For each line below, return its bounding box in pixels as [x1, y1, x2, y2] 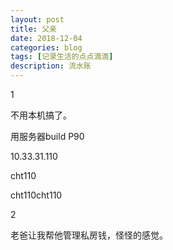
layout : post [10, 14, 65, 25]
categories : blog [10, 42, 83, 53]
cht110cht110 [10, 189, 63, 201]
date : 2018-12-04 [10, 33, 83, 43]
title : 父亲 [10, 24, 57, 34]
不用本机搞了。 [10, 109, 72, 121]
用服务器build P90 [10, 131, 85, 142]
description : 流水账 [10, 61, 92, 71]
